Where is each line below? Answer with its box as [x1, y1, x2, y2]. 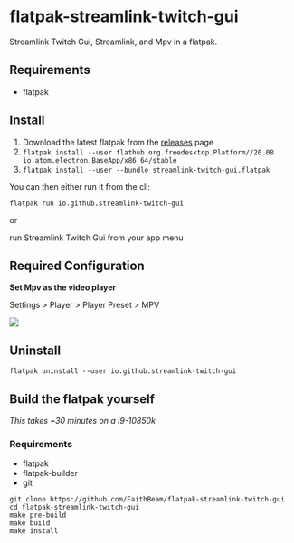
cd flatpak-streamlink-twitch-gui [9, 503, 140, 512]
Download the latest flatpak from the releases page [22, 136, 214, 147]
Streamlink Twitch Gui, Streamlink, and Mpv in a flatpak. [9, 36, 218, 47]
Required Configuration [9, 257, 145, 273]
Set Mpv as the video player [9, 282, 117, 293]
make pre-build [9, 510, 67, 520]
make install [9, 527, 59, 536]
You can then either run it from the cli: [9, 181, 151, 192]
